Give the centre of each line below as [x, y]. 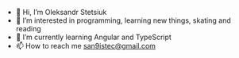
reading [28, 29]
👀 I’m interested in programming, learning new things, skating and [123, 20]
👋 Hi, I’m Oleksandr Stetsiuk [61, 12]
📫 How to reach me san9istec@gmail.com [86, 46]
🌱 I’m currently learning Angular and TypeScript [94, 37]
